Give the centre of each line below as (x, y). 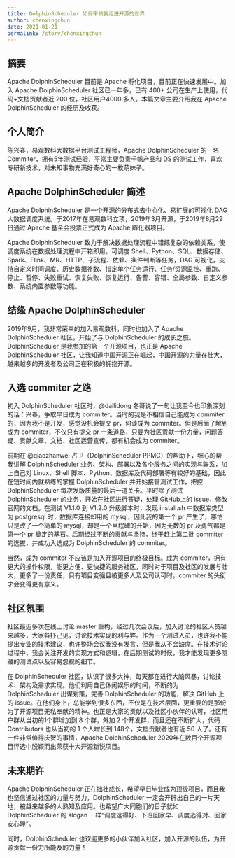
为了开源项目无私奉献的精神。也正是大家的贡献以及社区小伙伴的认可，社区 (114, 712)
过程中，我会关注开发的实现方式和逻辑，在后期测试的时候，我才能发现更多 (114, 653)
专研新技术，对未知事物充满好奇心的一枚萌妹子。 (78, 167)
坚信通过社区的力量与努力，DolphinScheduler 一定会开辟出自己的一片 (113, 797)
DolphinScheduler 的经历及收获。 (55, 108)
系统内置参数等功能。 (50, 286)
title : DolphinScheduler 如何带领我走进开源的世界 (76, 14)
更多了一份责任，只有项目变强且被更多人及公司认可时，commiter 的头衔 (123, 575)
